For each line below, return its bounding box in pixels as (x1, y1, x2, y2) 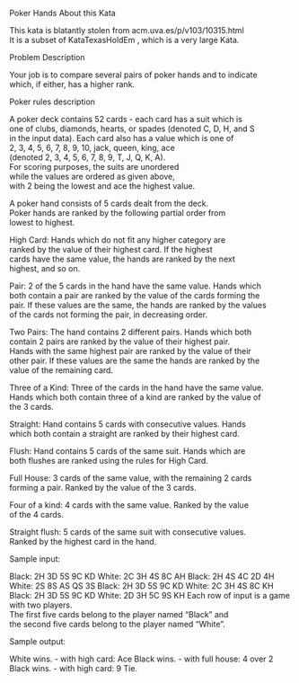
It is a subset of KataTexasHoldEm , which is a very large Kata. (9, 35, 240, 45)
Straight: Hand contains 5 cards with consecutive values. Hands (9, 419, 247, 430)
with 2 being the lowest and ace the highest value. (9, 181, 196, 191)
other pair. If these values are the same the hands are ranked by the (9, 355, 260, 366)
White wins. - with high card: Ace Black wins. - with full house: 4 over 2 (9, 653, 274, 664)
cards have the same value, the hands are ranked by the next (9, 253, 235, 264)
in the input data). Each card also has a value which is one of (9, 133, 234, 143)
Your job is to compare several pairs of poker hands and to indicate (9, 69, 258, 80)
